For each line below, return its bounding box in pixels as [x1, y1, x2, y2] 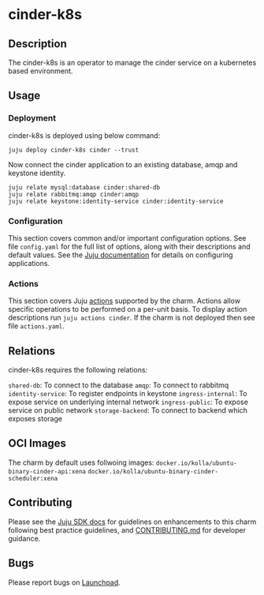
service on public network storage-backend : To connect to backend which [8, 406, 248, 415]
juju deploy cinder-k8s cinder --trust [8, 146, 139, 154]
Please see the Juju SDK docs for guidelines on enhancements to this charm [8, 517, 257, 526]
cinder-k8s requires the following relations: [8, 365, 148, 375]
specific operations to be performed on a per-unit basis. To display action [8, 305, 247, 314]
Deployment [8, 113, 57, 124]
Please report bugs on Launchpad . [8, 578, 121, 587]
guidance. [8, 533, 41, 543]
